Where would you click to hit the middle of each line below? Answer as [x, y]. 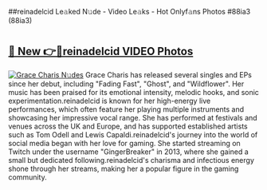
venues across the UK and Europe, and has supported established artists [128, 126]
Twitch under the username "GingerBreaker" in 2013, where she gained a [128, 152]
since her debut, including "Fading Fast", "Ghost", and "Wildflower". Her [126, 84]
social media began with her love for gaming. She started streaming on [124, 143]
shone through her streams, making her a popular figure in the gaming [124, 168]
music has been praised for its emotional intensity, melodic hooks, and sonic [133, 92]
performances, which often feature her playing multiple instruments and [126, 109]
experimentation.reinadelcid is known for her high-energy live [110, 101]
